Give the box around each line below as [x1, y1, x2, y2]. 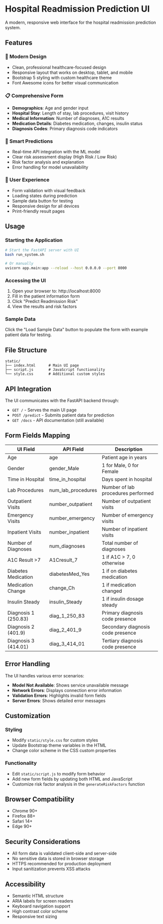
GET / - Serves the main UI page [12, 407, 77, 413]
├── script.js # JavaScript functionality [5, 368, 105, 372]
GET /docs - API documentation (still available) [12, 417, 104, 423]
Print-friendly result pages [12, 208, 65, 214]
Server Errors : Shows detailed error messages [12, 698, 106, 704]
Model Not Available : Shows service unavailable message [12, 682, 129, 688]
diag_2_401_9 [49, 626, 81, 633]
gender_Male [49, 465, 79, 471]
